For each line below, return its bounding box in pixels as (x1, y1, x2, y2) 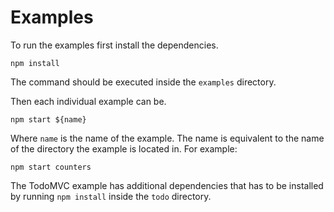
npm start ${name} (10, 114, 87, 125)
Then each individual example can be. (10, 95, 167, 107)
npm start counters (10, 162, 92, 172)
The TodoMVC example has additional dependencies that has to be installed (10, 179, 324, 191)
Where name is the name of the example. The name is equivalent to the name (10, 132, 325, 144)
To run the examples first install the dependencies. (10, 39, 219, 51)
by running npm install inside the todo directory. (10, 190, 212, 202)
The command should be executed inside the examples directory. (10, 76, 277, 88)
